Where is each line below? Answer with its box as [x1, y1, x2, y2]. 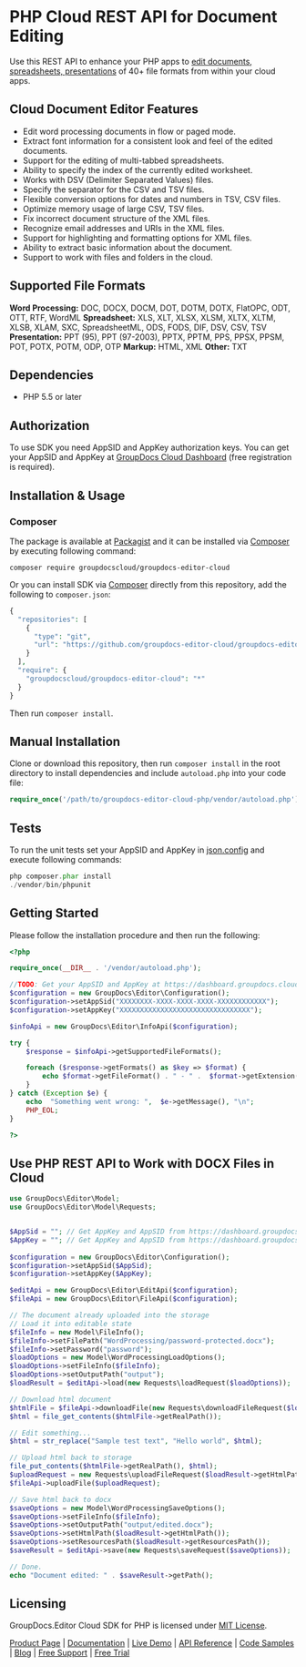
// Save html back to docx [9, 1495, 112, 1504]
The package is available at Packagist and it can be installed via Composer [9, 536, 290, 547]
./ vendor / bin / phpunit [9, 880, 92, 889]
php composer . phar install [9, 872, 112, 881]
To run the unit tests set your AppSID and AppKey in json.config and [9, 844, 265, 855]
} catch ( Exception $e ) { [9, 1089, 107, 1099]
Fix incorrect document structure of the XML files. [22, 212, 211, 224]
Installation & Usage [9, 487, 126, 503]
